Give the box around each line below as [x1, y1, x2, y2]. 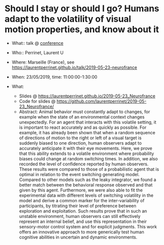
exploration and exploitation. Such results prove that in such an [19, 208, 147, 214]
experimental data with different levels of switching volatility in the [19, 192, 154, 198]
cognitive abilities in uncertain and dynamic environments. [19, 234, 137, 240]
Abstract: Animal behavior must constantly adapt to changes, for [19, 109, 151, 115]
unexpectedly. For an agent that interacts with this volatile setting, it [19, 119, 157, 125]
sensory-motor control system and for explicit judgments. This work [19, 223, 157, 229]
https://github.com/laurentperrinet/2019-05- [56, 98, 147, 104]
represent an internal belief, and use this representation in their [19, 218, 147, 224]
